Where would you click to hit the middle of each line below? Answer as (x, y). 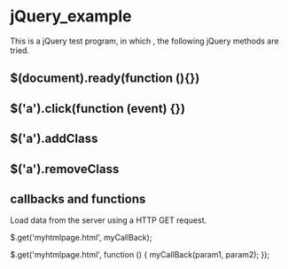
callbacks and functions (78, 198)
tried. (20, 50)
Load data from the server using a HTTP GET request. (109, 220)
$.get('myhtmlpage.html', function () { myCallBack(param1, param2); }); (140, 255)
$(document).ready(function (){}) (105, 79)
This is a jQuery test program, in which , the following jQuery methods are (144, 41)
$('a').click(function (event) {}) (97, 108)
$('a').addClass (54, 139)
